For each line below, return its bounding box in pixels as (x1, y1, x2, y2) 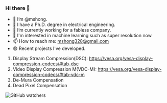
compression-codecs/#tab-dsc (12, 61, 79, 67)
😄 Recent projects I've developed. (12, 45, 86, 51)
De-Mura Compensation (12, 77, 64, 83)
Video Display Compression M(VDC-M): (12, 66, 97, 72)
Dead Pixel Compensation (12, 83, 67, 89)
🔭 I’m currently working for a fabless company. (12, 27, 111, 33)
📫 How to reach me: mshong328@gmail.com (12, 38, 109, 44)
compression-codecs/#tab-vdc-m (12, 71, 85, 78)
